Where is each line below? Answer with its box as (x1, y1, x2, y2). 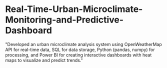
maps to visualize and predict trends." (5, 57, 83, 63)
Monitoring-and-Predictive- (5, 14, 124, 25)
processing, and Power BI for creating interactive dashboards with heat (5, 51, 152, 58)
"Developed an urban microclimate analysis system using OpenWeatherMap (5, 41, 162, 47)
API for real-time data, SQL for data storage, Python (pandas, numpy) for (5, 46, 155, 52)
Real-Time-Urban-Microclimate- (5, 3, 143, 15)
